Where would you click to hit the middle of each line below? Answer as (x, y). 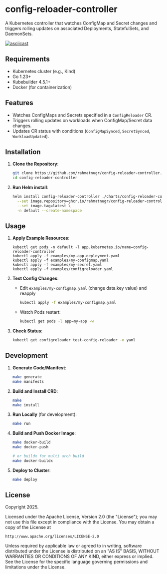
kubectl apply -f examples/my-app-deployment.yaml (66, 256)
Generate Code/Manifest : (39, 368)
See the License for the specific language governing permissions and (77, 562)
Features (19, 103)
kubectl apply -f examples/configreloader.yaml (63, 269)
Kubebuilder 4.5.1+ (31, 82)
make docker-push (30, 447)
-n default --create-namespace (50, 210)
